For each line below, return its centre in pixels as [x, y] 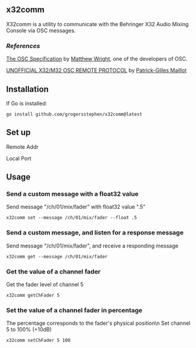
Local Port [19, 158]
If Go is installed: [27, 103]
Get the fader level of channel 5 [45, 284]
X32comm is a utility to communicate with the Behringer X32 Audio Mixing [97, 24]
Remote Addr [22, 147]
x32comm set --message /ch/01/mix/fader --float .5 [71, 218]
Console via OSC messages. [41, 30]
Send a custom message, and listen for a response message [95, 233]
